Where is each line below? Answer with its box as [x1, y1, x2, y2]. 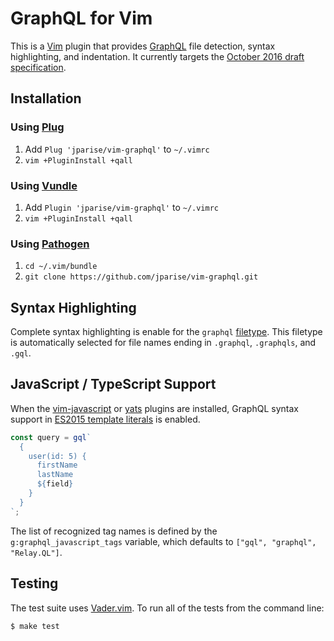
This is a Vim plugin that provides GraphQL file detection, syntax [10, 40, 276, 52]
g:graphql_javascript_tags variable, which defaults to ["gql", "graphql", [10, 535, 317, 547]
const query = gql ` [10, 432, 92, 442]
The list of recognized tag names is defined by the [10, 525, 218, 537]
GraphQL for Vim [10, 7, 153, 30]
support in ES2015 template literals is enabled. [10, 413, 201, 425]
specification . [10, 61, 67, 73]
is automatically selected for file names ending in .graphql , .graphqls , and [10, 337, 317, 349]
